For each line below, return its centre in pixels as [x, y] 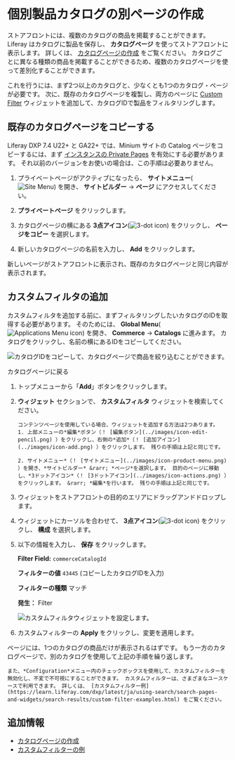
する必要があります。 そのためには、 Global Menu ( [87, 324]
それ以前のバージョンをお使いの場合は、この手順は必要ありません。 [119, 163]
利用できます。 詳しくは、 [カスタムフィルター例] [86, 686]
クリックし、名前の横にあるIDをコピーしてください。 [108, 341]
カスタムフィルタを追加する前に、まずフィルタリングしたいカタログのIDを [115, 315]
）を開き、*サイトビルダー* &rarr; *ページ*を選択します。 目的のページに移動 [118, 468]
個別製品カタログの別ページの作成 [106, 14]
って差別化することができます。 [53, 70]
